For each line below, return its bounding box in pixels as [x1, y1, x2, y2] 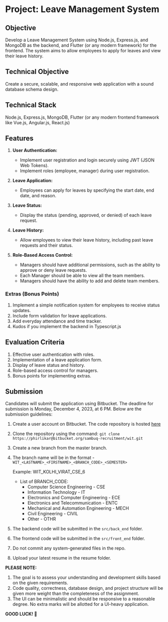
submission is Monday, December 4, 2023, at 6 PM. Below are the [5, 406, 142, 412]
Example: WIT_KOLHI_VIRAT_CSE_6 [12, 469, 85, 475]
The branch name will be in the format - [12, 454, 95, 461]
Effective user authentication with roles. [12, 351, 95, 357]
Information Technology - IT [27, 489, 86, 495]
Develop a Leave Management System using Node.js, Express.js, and [5, 37, 148, 43]
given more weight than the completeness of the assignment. [12, 590, 139, 597]
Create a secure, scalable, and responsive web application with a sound [5, 81, 154, 87]
